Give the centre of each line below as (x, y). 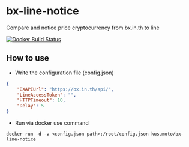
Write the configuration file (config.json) (64, 73)
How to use (28, 58)
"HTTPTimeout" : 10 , (41, 100)
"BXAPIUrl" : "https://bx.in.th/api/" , (65, 89)
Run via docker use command (52, 123)
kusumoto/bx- (167, 134)
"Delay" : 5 (31, 106)
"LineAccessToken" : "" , (47, 95)
